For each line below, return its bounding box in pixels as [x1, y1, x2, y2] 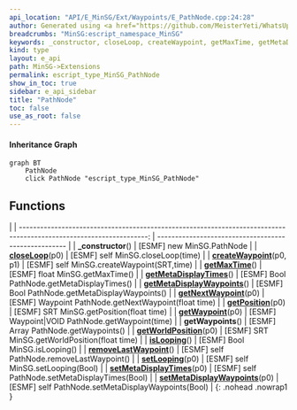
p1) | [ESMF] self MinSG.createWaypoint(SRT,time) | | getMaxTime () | [9, 259, 263, 270]
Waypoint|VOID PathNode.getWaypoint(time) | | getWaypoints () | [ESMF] [9, 316, 277, 327]
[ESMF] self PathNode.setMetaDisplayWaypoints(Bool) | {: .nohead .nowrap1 [9, 382, 288, 392]
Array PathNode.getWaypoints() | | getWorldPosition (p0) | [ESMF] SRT [9, 325, 270, 337]
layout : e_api [9, 54, 62, 63]
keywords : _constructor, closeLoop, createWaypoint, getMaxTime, [9, 37, 255, 47]
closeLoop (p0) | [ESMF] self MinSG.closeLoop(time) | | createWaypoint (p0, [9, 250, 287, 261]
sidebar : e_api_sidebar [9, 87, 97, 96]
